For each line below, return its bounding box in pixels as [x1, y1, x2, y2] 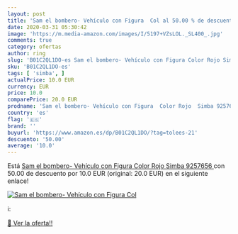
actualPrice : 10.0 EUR [7, 76, 74, 84]
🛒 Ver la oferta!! [7, 219, 53, 228]
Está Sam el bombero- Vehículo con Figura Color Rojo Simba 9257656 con [7, 162, 225, 170]
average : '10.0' [7, 143, 55, 150]
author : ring [7, 50, 46, 57]
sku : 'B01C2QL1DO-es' [7, 63, 72, 70]
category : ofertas [7, 43, 62, 50]
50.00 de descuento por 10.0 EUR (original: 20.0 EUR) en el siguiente [7, 169, 208, 178]
